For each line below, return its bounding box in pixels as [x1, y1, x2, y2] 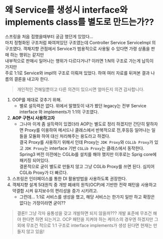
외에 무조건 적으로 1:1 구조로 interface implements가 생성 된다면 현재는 [17, 222, 152, 228]
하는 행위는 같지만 [10, 51, 44, 57]
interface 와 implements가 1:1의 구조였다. [19, 109, 99, 115]
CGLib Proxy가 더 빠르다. [19, 170, 68, 175]
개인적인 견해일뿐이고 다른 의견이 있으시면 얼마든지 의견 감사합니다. [17, 86, 145, 92]
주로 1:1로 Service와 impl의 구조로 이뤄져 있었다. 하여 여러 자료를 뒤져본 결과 [5, 70, 150, 76]
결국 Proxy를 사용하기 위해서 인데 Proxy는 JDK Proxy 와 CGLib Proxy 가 [19, 139, 153, 145]
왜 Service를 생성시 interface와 [5, 4, 128, 16]
